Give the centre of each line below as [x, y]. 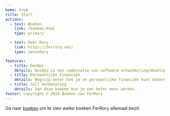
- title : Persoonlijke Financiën [45, 75]
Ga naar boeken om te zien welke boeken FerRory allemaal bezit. [73, 108]
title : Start [19, 15]
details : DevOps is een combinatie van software [67, 70]
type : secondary [32, 52]
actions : [14, 19]
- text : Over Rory [29, 43]
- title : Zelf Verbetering [38, 84]
